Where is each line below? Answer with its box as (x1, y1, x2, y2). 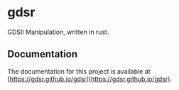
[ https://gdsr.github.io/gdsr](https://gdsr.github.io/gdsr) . (7, 74, 173, 83)
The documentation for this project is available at (7, 67, 151, 75)
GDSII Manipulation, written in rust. (7, 28, 109, 36)
